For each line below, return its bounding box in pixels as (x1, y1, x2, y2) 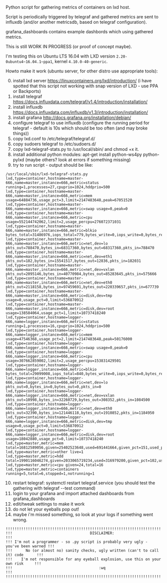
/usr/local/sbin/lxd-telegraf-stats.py (5, 172, 88, 177)
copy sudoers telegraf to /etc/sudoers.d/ (12, 141, 96, 147)
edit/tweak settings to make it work (12, 501, 85, 507)
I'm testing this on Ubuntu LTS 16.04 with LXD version (5, 53, 115, 59)
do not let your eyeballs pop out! (12, 506, 79, 512)
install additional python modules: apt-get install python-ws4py (12, 151, 142, 157)
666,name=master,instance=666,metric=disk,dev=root (5, 306, 114, 311)
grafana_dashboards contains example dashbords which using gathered (5, 29, 153, 34)
